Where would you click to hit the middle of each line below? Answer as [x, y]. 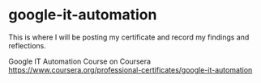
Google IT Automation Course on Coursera [80, 61]
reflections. [27, 45]
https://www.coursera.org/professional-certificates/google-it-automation [130, 69]
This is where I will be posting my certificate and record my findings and [129, 37]
